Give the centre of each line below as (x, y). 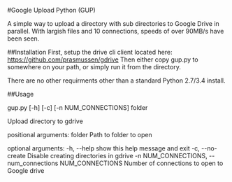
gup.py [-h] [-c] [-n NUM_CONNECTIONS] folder (78, 107)
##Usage (21, 94)
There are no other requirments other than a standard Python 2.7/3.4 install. (116, 80)
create (16, 156)
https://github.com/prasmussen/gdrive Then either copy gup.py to (103, 59)
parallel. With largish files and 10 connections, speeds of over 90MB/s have (116, 31)
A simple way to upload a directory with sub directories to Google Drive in (114, 23)
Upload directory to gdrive (45, 121)
